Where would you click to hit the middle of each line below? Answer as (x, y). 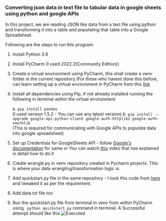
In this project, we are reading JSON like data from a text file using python (81, 24)
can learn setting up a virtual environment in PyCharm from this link (81, 84)
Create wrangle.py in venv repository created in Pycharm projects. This (85, 163)
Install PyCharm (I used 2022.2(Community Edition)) (66, 64)
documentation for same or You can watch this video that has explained (85, 148)
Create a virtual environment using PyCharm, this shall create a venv (82, 74)
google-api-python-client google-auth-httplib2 (80, 119)
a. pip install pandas (35, 109)
